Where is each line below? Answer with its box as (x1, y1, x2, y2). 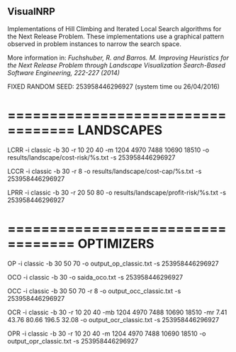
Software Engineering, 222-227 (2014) (7, 68, 120, 77)
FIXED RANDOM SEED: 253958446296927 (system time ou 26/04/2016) (7, 82, 220, 91)
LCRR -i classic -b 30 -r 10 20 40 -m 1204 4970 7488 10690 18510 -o (7, 145, 210, 154)
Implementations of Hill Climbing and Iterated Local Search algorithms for (7, 24, 222, 33)
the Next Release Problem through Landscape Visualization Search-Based (7, 60, 225, 70)
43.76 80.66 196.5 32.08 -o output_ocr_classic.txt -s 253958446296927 (7, 315, 220, 324)
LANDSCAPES (77, 122, 163, 138)
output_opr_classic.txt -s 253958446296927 (7, 336, 138, 345)
